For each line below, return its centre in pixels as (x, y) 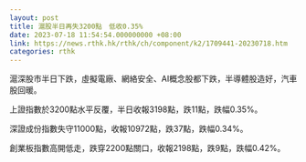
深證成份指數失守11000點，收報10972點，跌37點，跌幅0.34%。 (129, 129)
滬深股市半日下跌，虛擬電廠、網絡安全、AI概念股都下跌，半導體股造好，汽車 (153, 79)
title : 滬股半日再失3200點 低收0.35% (76, 26)
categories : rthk (42, 52)
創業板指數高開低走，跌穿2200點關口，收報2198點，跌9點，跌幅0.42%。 (148, 148)
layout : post (34, 18)
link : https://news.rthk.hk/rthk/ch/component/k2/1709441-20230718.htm (148, 43)
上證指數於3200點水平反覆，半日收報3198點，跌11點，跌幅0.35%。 (136, 109)
